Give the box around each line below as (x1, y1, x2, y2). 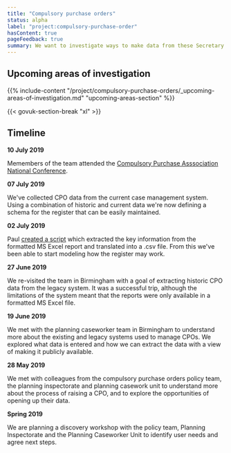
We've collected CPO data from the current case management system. (7, 193, 209, 202)
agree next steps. (7, 438, 57, 446)
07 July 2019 (7, 179, 45, 188)
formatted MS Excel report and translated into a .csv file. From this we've (7, 242, 215, 250)
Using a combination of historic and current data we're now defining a (7, 200, 207, 208)
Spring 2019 (7, 409, 43, 418)
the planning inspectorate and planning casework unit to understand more (7, 382, 219, 390)
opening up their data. (7, 396, 71, 405)
